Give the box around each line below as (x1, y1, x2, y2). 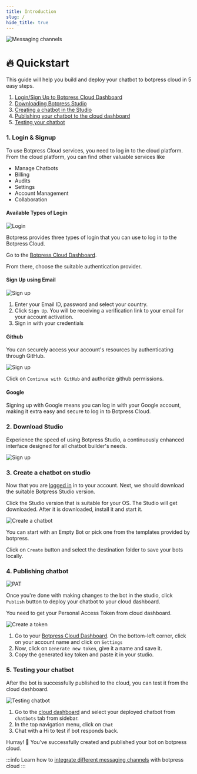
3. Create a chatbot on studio (6, 469, 91, 477)
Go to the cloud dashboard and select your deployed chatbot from (14, 708, 175, 715)
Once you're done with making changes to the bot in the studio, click (6, 592, 173, 599)
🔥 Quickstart (6, 57, 69, 69)
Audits (14, 177, 31, 184)
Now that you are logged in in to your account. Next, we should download (6, 482, 185, 489)
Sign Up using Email (6, 276, 56, 283)
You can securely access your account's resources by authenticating (6, 346, 173, 353)
